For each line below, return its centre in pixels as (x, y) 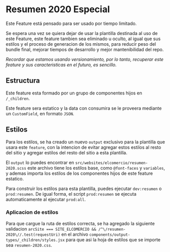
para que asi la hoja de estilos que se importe (113, 239)
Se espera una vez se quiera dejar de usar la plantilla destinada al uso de (82, 33)
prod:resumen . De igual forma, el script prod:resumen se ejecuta (71, 194)
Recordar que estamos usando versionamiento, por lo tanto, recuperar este (85, 59)
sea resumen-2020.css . (29, 245)
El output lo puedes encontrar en (40, 162)
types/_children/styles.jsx (35, 240)
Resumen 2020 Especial (58, 9)
